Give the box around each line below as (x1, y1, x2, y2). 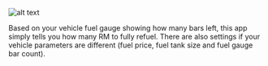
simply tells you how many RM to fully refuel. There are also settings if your (8, 32, 261, 41)
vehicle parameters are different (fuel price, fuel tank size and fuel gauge (8, 40, 253, 50)
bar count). (8, 49, 46, 58)
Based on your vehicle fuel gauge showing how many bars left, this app (8, 23, 248, 32)
